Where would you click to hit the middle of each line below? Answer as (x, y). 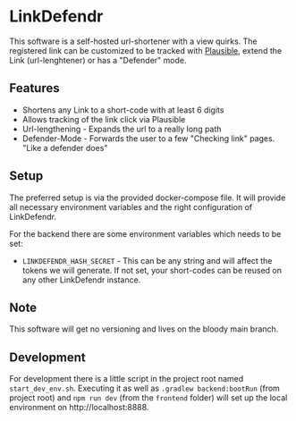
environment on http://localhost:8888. (79, 408)
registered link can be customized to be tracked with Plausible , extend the (146, 50)
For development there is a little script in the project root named (127, 379)
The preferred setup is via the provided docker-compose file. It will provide (148, 198)
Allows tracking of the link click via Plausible (104, 119)
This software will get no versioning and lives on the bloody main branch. (144, 329)
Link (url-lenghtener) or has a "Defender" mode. (98, 60)
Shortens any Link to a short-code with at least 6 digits (123, 110)
